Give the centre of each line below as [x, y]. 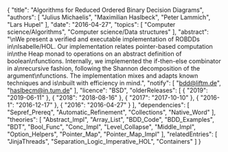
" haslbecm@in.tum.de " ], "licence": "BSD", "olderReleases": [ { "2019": [107, 90]
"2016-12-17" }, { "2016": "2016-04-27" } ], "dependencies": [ [103, 105]
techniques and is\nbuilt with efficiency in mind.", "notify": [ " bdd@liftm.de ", [114, 83]
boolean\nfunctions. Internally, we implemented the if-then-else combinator [114, 61]
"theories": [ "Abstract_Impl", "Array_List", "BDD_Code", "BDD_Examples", [111, 119]
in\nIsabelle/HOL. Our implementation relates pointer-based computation [110, 46]
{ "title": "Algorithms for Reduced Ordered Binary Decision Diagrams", [105, 10]
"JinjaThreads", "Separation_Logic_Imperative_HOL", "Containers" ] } [104, 141]
